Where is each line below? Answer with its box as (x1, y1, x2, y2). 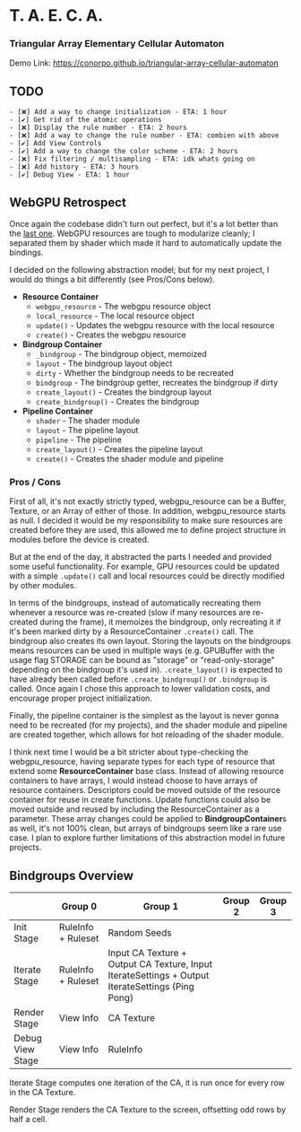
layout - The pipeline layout (35, 425, 139, 436)
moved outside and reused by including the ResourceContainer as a (9, 804, 260, 814)
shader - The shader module (35, 415, 141, 426)
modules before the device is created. (9, 535, 150, 545)
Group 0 (61, 901, 97, 913)
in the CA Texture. (9, 1087, 76, 1098)
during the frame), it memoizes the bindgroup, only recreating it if (39, 616, 281, 628)
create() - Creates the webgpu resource (35, 329, 186, 341)
